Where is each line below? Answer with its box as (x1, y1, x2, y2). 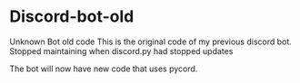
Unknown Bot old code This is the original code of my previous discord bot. (9, 36, 293, 47)
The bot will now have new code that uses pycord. (9, 63, 198, 74)
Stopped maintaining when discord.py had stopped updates (9, 45, 234, 56)
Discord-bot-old (9, 6, 135, 27)
